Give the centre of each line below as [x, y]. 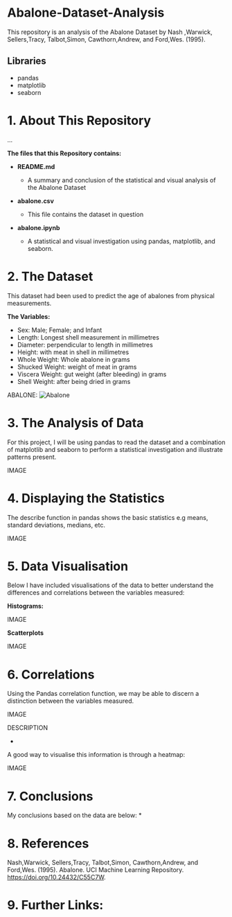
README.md [36, 166]
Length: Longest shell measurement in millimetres [88, 337]
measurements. [29, 303]
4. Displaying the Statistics [86, 498]
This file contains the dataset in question [86, 214]
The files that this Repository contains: [64, 153]
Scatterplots [25, 633]
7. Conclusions [50, 796]
